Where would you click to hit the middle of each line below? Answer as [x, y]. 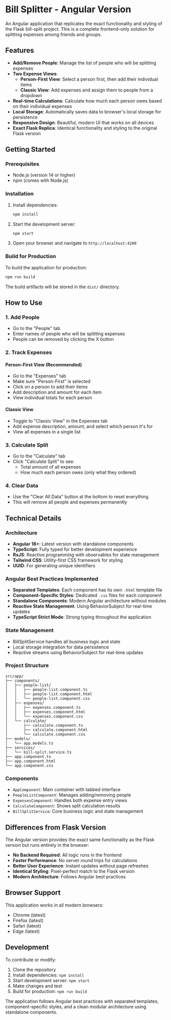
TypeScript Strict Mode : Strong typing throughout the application [82, 617]
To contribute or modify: [31, 960]
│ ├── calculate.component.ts [44, 725]
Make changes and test [37, 986]
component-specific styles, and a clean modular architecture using [76, 1006]
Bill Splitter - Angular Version [68, 9]
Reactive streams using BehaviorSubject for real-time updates [78, 652]
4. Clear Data [22, 485]
